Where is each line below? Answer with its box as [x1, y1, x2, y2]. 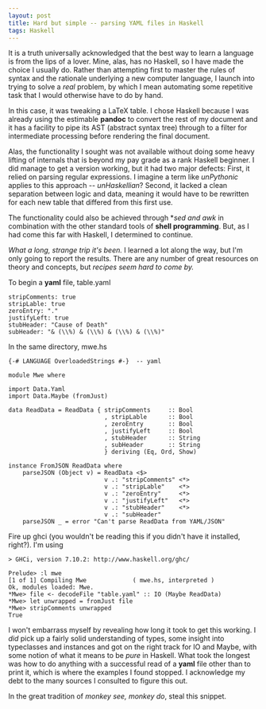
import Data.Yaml [8, 386, 66, 394]
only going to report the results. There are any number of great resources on [8, 254, 259, 264]
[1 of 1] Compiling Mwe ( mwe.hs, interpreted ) [8, 577, 215, 585]
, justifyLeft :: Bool [104, 427, 194, 435]
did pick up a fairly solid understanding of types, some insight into [8, 634, 225, 644]
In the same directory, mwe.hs [8, 342, 107, 351]
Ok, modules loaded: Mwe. [8, 583, 94, 592]
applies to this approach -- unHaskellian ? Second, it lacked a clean [8, 181, 228, 190]
